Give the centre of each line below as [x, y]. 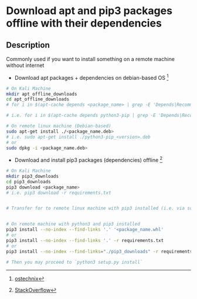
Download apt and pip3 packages [89, 11]
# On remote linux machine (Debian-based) [59, 126]
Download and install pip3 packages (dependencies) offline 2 [89, 160]
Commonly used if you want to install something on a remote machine [90, 59]
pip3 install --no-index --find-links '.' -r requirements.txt [85, 240]
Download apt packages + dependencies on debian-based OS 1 [91, 77]
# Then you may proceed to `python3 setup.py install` [74, 262]
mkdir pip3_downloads [33, 176]
